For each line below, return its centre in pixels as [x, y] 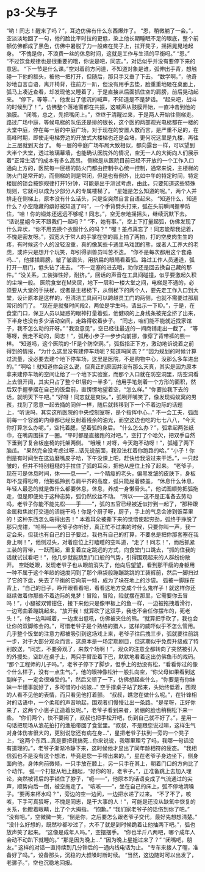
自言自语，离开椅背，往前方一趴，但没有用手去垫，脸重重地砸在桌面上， [108, 84]
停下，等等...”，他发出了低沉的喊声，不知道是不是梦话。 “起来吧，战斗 [109, 99]
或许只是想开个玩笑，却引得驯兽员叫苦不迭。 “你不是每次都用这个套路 [104, 252]
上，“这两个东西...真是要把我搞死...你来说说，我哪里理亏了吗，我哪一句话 [98, 740]
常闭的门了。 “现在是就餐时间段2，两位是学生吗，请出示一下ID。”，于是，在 [101, 305]
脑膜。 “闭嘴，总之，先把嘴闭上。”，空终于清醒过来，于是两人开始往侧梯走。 [102, 114]
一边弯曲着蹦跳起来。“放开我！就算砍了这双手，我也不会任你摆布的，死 [96, 611]
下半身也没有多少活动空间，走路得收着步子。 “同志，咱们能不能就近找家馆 [99, 321]
